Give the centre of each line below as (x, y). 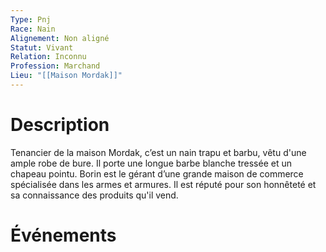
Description (60, 125)
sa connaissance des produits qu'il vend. (94, 195)
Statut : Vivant (42, 47)
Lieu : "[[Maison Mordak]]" (66, 76)
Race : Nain (33, 29)
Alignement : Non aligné (60, 38)
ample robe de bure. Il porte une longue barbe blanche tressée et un (151, 163)
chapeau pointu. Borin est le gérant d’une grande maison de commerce (157, 173)
